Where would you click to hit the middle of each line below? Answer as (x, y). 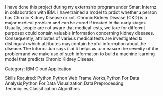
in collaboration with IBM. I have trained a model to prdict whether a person (81, 12)
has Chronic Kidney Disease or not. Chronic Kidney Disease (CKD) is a (76, 17)
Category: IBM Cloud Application (38, 69)
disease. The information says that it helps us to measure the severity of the (82, 49)
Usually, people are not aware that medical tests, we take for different (75, 28)
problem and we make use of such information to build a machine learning (80, 54)
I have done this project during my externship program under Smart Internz (81, 7)
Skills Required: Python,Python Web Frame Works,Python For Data (72, 78)
